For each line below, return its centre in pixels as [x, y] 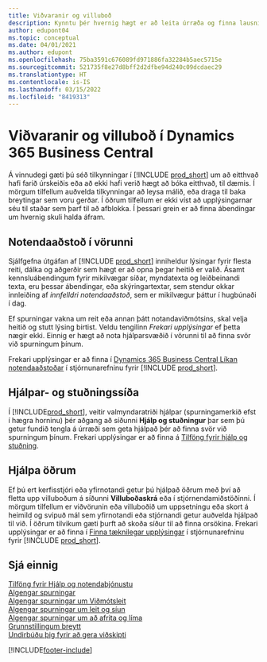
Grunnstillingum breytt [45, 626]
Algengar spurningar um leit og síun [67, 610]
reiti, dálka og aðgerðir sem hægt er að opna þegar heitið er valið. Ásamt [126, 269]
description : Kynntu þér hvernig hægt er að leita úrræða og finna [122, 23]
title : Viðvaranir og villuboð [60, 15]
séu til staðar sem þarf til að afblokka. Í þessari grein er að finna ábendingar [132, 209]
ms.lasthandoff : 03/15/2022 [55, 89]
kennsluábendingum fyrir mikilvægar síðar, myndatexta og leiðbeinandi [124, 278]
